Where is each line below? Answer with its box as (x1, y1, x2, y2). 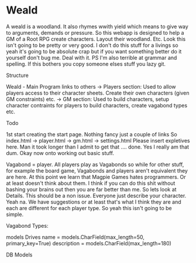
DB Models (6, 251, 33, 258)
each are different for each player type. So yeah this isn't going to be (6, 204, 172, 211)
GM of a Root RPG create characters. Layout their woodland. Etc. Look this (6, 35, 186, 42)
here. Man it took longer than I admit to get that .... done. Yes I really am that (6, 143, 189, 150)
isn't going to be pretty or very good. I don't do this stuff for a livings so (6, 42, 178, 49)
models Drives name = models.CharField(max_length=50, (6, 233, 145, 241)
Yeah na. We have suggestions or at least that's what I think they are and (6, 198, 181, 205)
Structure (6, 72, 29, 79)
